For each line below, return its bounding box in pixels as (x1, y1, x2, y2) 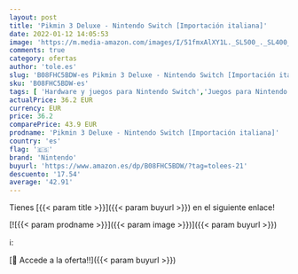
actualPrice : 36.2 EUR (9, 95, 93, 105)
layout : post (9, 12, 58, 22)
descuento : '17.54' (9, 169, 82, 178)
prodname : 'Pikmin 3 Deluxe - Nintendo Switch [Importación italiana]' (9, 129, 279, 137)
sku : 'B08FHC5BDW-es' (9, 79, 90, 88)
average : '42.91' (9, 178, 74, 187)
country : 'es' (9, 137, 62, 145)
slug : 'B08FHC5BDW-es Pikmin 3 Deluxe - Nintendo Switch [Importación (9, 71, 276, 80)
